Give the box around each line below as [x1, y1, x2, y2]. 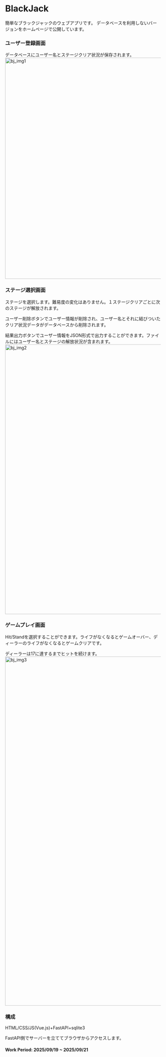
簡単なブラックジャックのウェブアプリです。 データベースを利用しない [5, 20, 149, 26]
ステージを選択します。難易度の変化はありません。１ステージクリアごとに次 [5, 299, 161, 305]
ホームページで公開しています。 [22, 26, 87, 32]
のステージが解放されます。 [5, 305, 61, 311]
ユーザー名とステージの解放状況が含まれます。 [18, 338, 113, 344]
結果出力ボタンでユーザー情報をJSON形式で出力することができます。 [5, 332, 147, 338]
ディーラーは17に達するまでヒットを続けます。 [5, 651, 100, 657]
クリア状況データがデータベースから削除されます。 [5, 322, 109, 328]
